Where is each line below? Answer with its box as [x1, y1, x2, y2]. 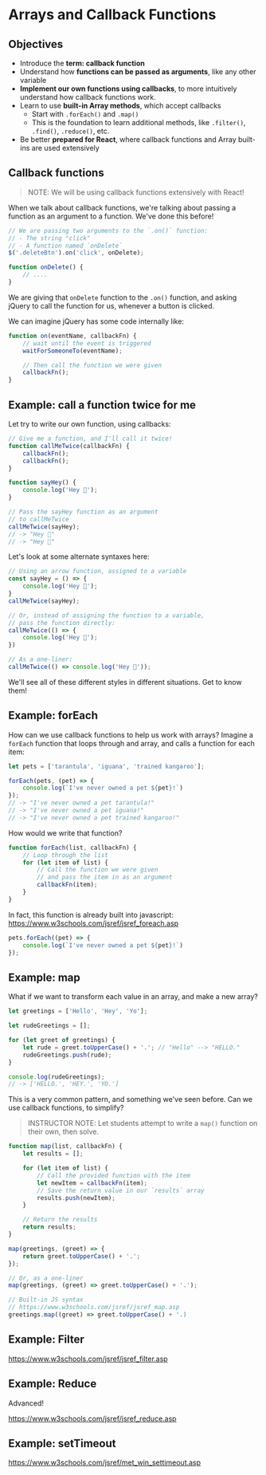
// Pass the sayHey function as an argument [8, 508, 158, 516]
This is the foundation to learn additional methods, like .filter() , [31, 118, 246, 127]
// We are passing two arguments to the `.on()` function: [8, 226, 209, 234]
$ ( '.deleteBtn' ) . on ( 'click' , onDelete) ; [8, 249, 145, 257]
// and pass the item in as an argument [37, 873, 173, 882]
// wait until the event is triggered [22, 339, 151, 348]
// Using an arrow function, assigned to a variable [8, 568, 187, 576]
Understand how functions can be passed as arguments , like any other [19, 67, 256, 77]
